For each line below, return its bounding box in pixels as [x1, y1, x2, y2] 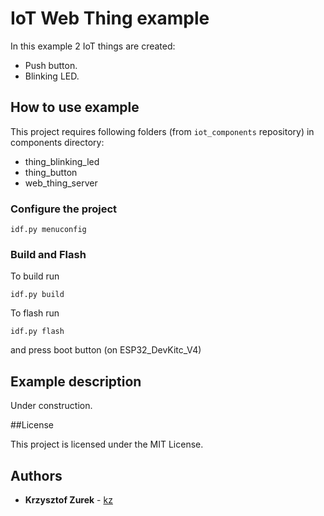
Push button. [24, 59, 78, 71]
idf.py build [10, 290, 65, 300]
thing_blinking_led [24, 155, 100, 167]
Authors [10, 467, 63, 484]
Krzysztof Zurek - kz [24, 493, 113, 506]
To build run [10, 270, 60, 282]
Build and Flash [10, 247, 87, 261]
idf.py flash [10, 327, 65, 337]
